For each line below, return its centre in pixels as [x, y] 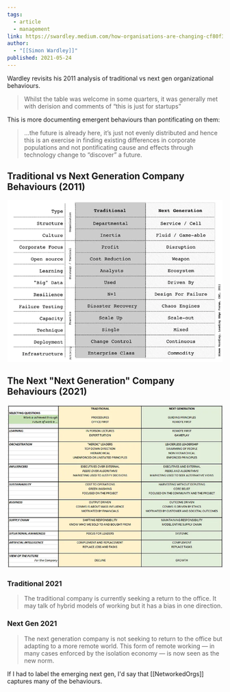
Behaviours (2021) [47, 392]
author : [18, 44]
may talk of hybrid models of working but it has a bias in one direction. [123, 606]
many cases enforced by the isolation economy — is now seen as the [122, 653]
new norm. [39, 660]
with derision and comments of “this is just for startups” [102, 106]
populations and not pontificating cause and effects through [108, 147]
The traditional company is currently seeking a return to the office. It [120, 599]
